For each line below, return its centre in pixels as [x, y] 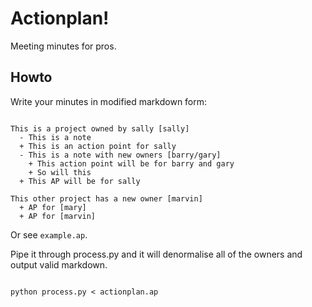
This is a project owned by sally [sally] [100, 128]
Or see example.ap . [49, 234]
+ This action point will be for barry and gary [131, 163]
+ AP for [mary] [53, 207]
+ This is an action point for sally [98, 146]
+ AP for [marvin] [58, 216]
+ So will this [60, 172]
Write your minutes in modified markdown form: [109, 101]
